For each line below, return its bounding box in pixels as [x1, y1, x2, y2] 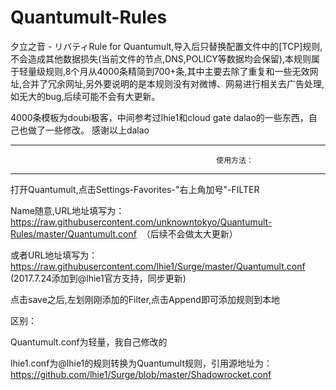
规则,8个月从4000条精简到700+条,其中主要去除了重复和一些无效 [44, 65, 310, 77]
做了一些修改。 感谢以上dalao [27, 124, 150, 136]
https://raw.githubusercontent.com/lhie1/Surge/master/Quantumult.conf [10, 260, 306, 272]
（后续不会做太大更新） [141, 227, 238, 240]
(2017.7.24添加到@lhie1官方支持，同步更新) [10, 272, 187, 284]
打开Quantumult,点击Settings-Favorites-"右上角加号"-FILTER [10, 183, 260, 195]
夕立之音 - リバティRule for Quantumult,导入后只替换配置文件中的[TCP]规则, [10, 40, 323, 52]
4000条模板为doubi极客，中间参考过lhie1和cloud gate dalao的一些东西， [10, 111, 309, 123]
